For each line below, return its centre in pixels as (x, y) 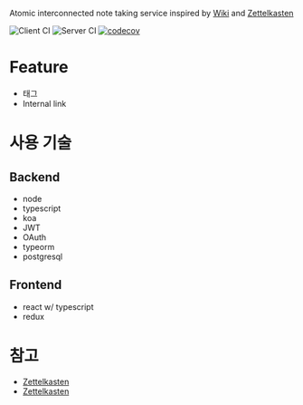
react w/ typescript (58, 306)
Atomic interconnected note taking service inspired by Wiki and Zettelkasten (151, 13)
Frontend (36, 285)
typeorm (38, 246)
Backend (35, 177)
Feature (39, 67)
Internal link (44, 103)
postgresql (43, 256)
